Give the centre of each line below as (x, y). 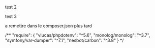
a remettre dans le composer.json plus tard (48, 26)
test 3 (11, 16)
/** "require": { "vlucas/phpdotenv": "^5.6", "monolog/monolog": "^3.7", (78, 35)
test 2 (11, 7)
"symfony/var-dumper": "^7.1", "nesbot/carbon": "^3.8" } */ (64, 40)
